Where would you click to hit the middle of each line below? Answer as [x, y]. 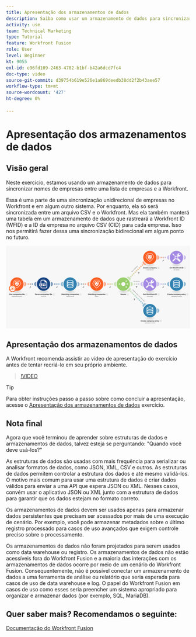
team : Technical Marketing [39, 31]
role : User [19, 50]
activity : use [23, 25]
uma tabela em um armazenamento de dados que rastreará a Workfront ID [95, 219]
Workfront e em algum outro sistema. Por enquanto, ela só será [82, 206]
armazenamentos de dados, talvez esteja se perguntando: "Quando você [94, 444]
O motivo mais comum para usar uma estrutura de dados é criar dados [91, 480]
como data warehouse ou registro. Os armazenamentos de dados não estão [97, 552]
